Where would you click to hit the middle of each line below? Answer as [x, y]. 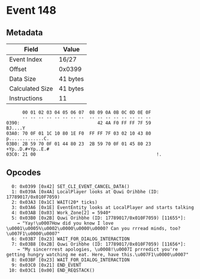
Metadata [25, 33]
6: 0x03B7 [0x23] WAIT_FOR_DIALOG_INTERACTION [71, 239]
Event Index [26, 59]
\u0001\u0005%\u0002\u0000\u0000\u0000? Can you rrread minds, [87, 228]
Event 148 [31, 10]
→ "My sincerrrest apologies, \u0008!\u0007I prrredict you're [98, 249]
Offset [18, 69]
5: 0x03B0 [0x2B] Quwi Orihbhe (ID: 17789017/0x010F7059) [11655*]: [99, 218]
